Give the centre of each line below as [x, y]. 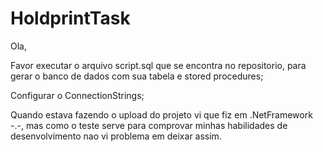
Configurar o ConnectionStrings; [77, 95]
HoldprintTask [70, 18]
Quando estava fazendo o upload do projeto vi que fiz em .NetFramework [161, 114]
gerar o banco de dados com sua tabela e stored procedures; [137, 76]
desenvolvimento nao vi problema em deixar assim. [116, 136]
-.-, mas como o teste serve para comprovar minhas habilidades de [149, 125]
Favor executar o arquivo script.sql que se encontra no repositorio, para [158, 65]
